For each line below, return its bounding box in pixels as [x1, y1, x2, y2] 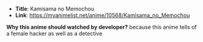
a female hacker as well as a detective [6, 30, 103, 37]
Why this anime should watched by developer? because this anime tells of [6, 24, 197, 30]
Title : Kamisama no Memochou [15, 5, 95, 12]
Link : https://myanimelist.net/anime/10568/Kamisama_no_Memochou [15, 12, 190, 19]
